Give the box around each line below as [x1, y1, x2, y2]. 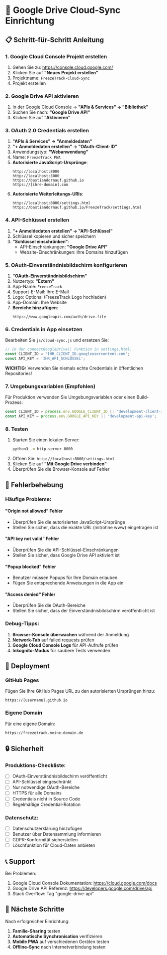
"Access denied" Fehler [5, 591, 56, 597]
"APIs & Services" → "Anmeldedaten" [12, 138, 92, 144]
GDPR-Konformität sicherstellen [12, 837, 78, 843]
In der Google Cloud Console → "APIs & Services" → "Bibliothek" [12, 104, 149, 110]
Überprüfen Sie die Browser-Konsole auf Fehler [12, 466, 110, 472]
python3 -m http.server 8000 [12, 446, 73, 452]
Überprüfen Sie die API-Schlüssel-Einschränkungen [12, 547, 119, 553]
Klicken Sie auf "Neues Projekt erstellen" [12, 69, 98, 75]
